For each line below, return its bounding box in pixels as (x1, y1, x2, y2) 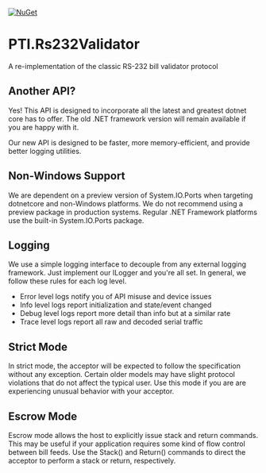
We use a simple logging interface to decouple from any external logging (8, 260, 246, 269)
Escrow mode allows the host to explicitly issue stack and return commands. (8, 431, 259, 440)
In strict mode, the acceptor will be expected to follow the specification (8, 361, 241, 371)
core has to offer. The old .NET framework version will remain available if (8, 113, 246, 123)
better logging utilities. (8, 146, 82, 156)
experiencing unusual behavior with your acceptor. (8, 386, 175, 396)
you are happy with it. (8, 122, 79, 132)
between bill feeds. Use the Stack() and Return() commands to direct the (8, 448, 246, 456)
